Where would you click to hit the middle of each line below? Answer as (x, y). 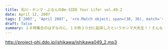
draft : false (19, 24)
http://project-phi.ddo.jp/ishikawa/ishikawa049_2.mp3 (61, 42)
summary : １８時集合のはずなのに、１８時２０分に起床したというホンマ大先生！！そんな (84, 28)
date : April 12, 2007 (28, 14)
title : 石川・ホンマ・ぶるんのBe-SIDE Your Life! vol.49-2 (64, 10)
